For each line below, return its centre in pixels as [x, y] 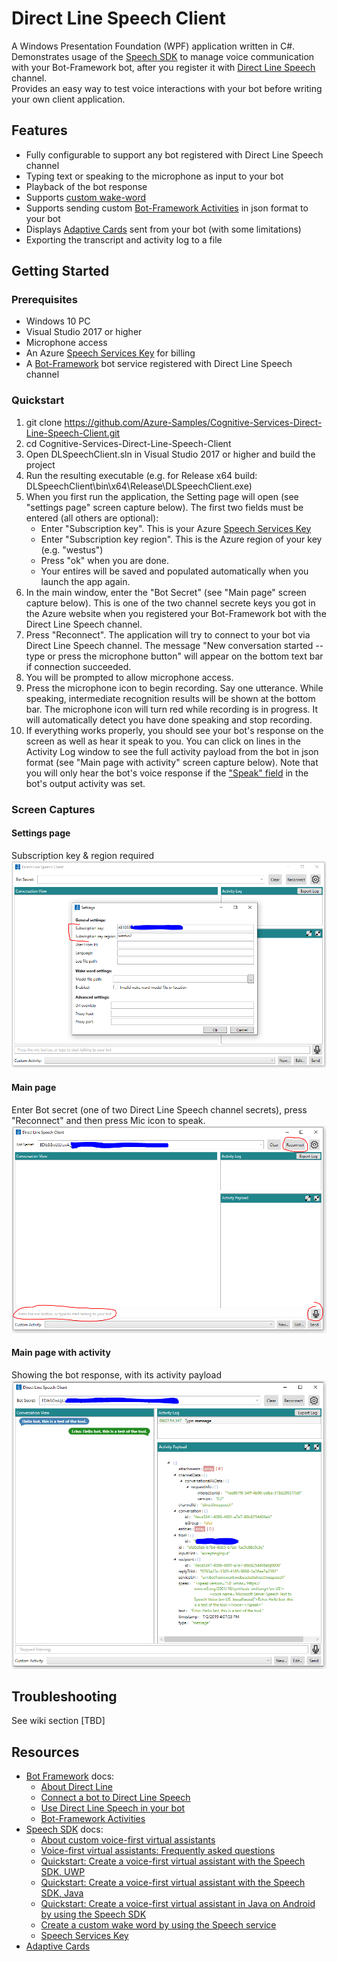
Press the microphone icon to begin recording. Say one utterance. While [174, 688]
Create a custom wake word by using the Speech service [158, 1925]
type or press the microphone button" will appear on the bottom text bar [174, 656]
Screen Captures [53, 809]
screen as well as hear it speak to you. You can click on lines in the [163, 741]
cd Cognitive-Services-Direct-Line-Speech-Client [128, 443]
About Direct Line [76, 1787]
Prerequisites [44, 300]
